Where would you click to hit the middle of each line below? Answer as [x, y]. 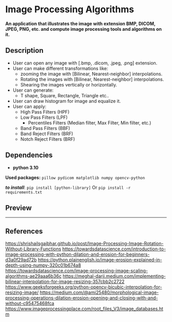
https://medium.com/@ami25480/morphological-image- [99, 292]
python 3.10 [26, 167]
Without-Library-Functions [33, 249]
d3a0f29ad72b [21, 260]
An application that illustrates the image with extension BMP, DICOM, [80, 24]
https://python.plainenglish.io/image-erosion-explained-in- [100, 260]
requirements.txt [24, 192]
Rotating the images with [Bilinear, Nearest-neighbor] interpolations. [92, 79]
